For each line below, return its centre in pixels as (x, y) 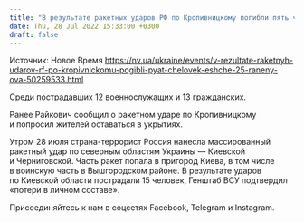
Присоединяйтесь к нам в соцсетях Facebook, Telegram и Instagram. (142, 208)
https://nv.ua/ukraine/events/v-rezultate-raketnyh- (199, 61)
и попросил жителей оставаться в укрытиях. (96, 124)
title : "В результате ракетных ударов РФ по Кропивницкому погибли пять (149, 18)
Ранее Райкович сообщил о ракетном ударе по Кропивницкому (133, 115)
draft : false (34, 34)
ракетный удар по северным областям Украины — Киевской (128, 151)
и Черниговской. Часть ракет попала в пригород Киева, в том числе (142, 161)
